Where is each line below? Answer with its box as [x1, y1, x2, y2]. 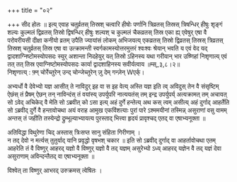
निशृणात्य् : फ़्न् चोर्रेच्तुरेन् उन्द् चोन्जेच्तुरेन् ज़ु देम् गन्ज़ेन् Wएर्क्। [7, 68, 145, 76]
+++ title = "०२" [7, 6, 53, 14]
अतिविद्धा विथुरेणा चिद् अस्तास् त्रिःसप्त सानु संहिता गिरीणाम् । [7, 128, 141, 137]
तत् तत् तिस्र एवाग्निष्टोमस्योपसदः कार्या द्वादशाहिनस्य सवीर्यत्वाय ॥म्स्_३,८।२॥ [7, 60, 180, 68]
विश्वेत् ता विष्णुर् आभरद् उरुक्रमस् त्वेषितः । [7, 166, 103, 174]
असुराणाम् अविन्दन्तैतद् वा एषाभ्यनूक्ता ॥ [7, 152, 95, 160]
